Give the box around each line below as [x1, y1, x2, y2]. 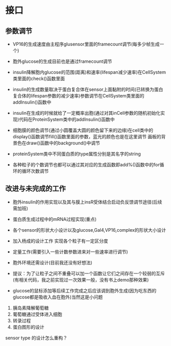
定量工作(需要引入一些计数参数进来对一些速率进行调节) [12, 249, 129, 255]
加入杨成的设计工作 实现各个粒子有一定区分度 [12, 238, 108, 244]
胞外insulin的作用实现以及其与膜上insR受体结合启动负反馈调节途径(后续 [12, 199, 162, 205]
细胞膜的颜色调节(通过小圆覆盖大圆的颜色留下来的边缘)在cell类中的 [12, 127, 153, 133]
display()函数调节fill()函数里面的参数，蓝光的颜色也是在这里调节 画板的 [12, 134, 162, 139]
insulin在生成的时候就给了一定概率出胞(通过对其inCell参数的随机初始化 [12, 110, 161, 116]
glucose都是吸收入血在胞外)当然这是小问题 [12, 294, 103, 300]
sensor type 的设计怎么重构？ [5, 335, 68, 341]
